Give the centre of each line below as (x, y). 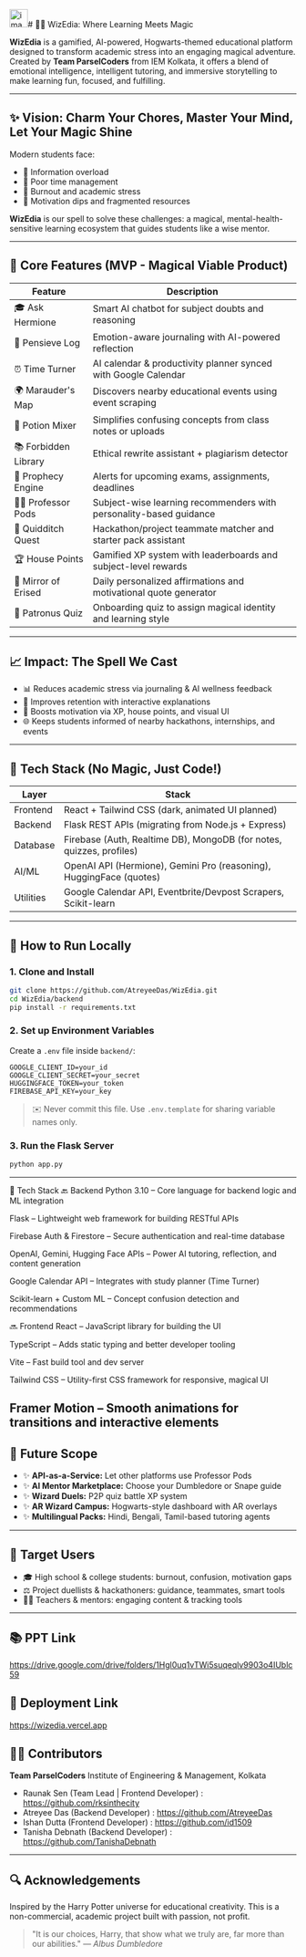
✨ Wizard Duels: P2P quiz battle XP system (105, 1496)
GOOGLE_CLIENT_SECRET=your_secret (75, 1075)
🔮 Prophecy (39, 476)
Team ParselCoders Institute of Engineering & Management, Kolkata (138, 1775)
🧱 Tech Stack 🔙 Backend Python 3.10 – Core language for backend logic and (153, 1191)
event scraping (124, 403)
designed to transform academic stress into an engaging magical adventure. (153, 52)
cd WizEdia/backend (46, 999)
